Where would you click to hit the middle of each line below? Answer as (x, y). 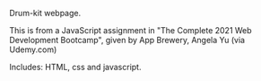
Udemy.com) (33, 49)
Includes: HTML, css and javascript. (75, 67)
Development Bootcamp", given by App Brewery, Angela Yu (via (127, 40)
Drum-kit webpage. (45, 13)
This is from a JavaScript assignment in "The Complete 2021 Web (131, 30)
